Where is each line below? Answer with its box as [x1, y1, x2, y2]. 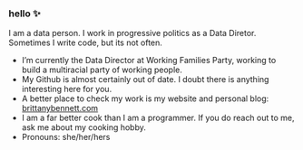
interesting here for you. [21, 84, 112, 95]
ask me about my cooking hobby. [21, 122, 147, 133]
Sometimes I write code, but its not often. [8, 37, 162, 48]
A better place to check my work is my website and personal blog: [21, 93, 269, 104]
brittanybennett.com [21, 103, 99, 114]
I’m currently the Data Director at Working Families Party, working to [21, 55, 277, 66]
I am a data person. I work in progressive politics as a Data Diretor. [8, 28, 257, 39]
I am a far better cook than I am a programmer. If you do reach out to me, [21, 112, 296, 124]
